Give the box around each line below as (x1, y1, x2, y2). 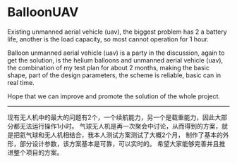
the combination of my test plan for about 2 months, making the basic (7, 63, 210, 72)
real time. (7, 78, 35, 86)
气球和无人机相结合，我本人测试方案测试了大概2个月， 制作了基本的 (25, 131, 224, 139)
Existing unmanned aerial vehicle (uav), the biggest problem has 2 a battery (7, 27, 227, 36)
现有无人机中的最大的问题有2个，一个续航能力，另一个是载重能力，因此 (7, 113, 215, 122)
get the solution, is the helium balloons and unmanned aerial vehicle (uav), (7, 56, 224, 64)
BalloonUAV (7, 4, 79, 20)
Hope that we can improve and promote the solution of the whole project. (7, 92, 221, 100)
